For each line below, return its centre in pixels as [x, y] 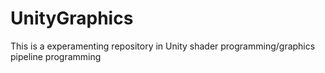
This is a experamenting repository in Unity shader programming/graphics [163, 46]
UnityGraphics [72, 18]
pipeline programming [56, 56]
